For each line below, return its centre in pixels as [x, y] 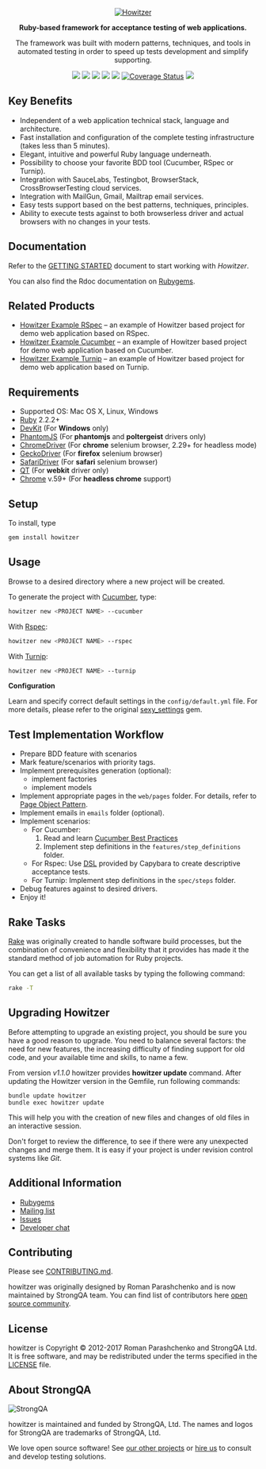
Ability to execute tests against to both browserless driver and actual [131, 213]
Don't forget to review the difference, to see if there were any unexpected [128, 1141]
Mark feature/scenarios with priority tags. [87, 762]
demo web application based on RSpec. [85, 334]
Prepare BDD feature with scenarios [78, 754]
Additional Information [65, 1183]
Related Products [51, 306]
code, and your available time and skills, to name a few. [98, 1057]
